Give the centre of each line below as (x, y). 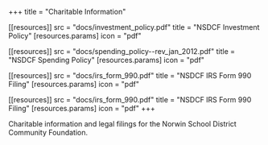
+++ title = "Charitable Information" (67, 12)
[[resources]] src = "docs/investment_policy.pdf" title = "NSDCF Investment (134, 27)
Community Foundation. (48, 133)
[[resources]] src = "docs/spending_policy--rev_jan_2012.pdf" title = (122, 51)
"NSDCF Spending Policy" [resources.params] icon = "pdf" (107, 60)
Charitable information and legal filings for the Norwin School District (123, 124)
